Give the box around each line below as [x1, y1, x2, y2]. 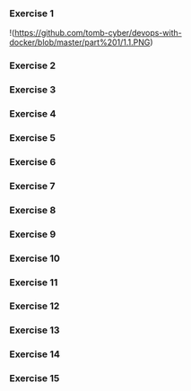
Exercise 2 [9, 59, 56, 72]
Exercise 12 [9, 300, 60, 312]
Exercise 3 [9, 83, 56, 96]
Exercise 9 [9, 228, 56, 240]
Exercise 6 [9, 155, 56, 168]
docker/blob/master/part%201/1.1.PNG [9, 37, 151, 48]
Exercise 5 [9, 131, 56, 143]
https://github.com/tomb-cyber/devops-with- [14, 28, 182, 39]
